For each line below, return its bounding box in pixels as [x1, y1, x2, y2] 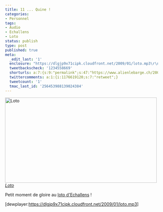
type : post [5, 43, 27, 48]
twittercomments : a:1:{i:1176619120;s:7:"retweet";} [9, 75, 118, 80]
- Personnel [5, 16, 29, 21]
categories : [5, 12, 29, 16]
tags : [5, 20, 16, 26]
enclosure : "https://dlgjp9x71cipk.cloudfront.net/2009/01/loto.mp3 [9, 61, 151, 66]
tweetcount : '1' [9, 79, 42, 84]
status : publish [5, 39, 38, 44]
